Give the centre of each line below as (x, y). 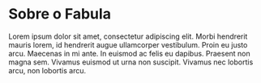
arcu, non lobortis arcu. (47, 70)
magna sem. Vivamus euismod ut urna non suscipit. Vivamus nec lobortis (131, 62)
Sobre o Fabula (60, 14)
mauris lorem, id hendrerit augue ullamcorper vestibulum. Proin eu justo (128, 44)
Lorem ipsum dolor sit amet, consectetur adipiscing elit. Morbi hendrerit (128, 36)
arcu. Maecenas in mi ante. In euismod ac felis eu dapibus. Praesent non (130, 53)
